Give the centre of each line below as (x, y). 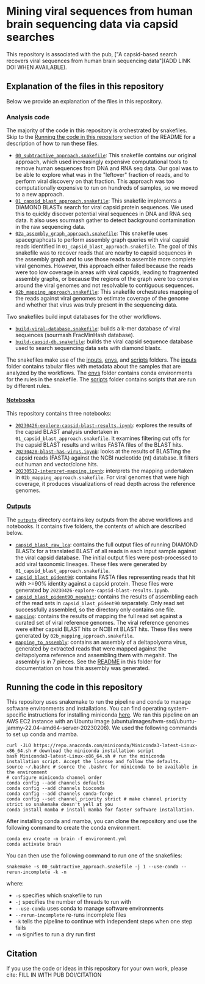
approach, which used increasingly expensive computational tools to (101, 162)
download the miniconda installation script (96, 751)
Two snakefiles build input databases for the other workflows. (84, 317)
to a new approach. (39, 195)
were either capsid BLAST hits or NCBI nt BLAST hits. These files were (104, 629)
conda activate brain (34, 844)
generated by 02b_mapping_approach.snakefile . (74, 635)
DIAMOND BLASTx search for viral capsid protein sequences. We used (104, 207)
